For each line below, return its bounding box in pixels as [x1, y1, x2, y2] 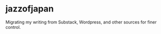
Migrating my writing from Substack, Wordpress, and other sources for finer [5, 19, 157, 25]
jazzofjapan [5, 3, 54, 14]
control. [5, 24, 21, 30]
